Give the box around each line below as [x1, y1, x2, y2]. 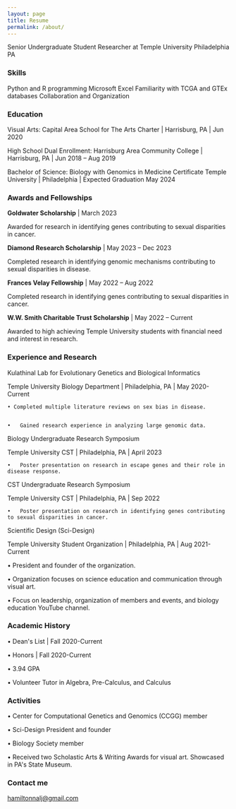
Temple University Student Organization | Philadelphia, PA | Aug [7, 540, 192, 548]
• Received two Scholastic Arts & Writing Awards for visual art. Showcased [7, 753, 224, 762]
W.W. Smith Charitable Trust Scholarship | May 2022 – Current [7, 314, 193, 322]
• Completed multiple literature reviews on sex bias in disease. [7, 403, 206, 411]
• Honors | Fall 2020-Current [7, 651, 92, 659]
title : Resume [7, 17, 49, 24]
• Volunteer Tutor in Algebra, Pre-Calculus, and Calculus [7, 678, 171, 686]
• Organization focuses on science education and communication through [7, 574, 223, 583]
